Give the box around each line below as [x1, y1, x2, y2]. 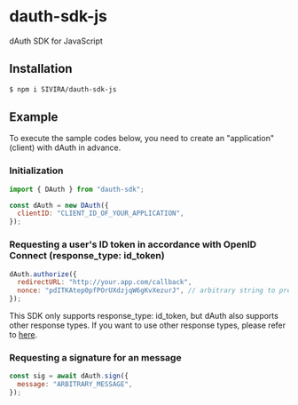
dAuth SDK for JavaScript [9, 36, 104, 46]
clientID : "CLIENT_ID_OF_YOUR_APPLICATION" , [17, 209, 184, 218]
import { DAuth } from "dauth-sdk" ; [9, 185, 145, 194]
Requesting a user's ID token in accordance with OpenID [9, 238, 257, 250]
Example [9, 109, 59, 125]
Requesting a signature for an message [9, 351, 182, 363]
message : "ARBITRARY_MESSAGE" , [17, 380, 133, 389]
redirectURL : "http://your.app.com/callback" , [17, 278, 192, 287]
